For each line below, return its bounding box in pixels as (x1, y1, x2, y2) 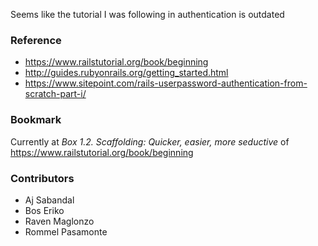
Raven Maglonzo (24, 215, 95, 227)
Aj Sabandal (24, 194, 75, 206)
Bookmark (10, 113, 62, 127)
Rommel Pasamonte (24, 225, 108, 238)
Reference (10, 33, 62, 47)
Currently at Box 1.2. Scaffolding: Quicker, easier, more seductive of (10, 135, 290, 148)
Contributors (10, 171, 75, 185)
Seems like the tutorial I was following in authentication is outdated (10, 9, 285, 20)
